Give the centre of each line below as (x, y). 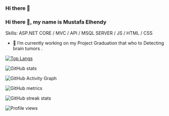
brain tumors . (27, 49)
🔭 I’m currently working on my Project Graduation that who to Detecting (88, 43)
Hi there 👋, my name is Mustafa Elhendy (56, 22)
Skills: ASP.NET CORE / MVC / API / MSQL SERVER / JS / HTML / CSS (79, 33)
